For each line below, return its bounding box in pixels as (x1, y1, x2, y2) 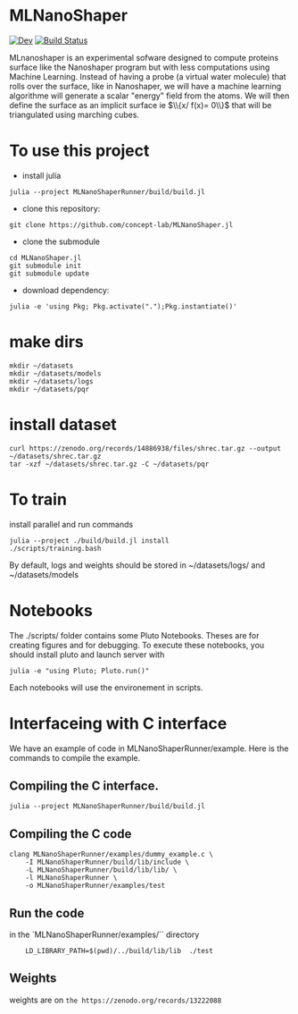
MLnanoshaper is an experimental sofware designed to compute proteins (9, 52, 279, 63)
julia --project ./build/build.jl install (9, 536, 170, 545)
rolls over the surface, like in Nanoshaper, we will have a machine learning (9, 80, 282, 91)
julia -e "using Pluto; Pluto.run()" (9, 666, 150, 675)
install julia (21, 170, 62, 181)
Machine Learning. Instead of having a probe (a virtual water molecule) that (9, 71, 287, 81)
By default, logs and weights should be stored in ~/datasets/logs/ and (9, 560, 266, 570)
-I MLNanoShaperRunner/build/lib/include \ (25, 858, 190, 867)
